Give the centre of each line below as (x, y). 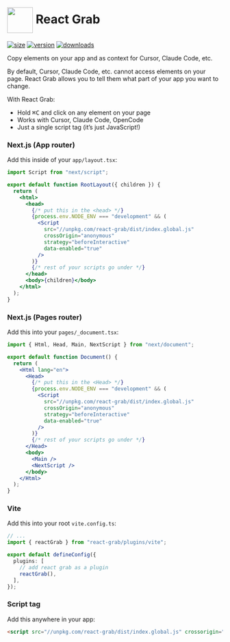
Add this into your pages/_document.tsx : (63, 332)
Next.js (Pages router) (44, 317)
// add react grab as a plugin (64, 567)
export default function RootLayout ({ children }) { (84, 185)
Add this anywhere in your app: (51, 619)
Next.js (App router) (41, 145)
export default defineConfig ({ (52, 555)
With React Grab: (31, 99)
